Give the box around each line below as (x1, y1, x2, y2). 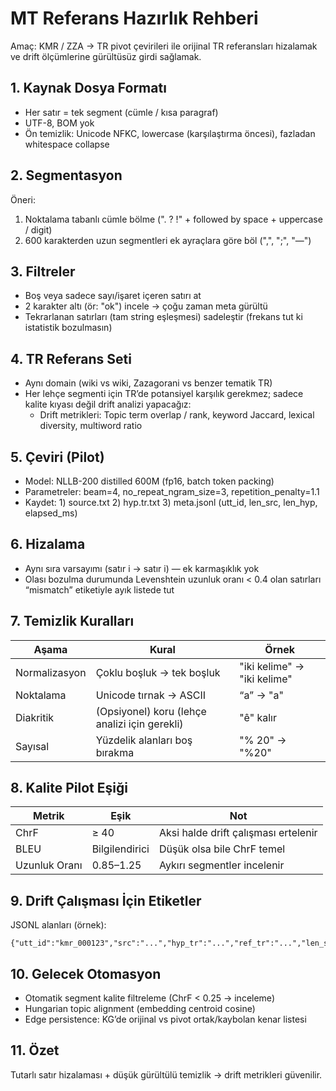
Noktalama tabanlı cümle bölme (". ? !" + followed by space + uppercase (24, 213, 323, 225)
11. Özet (10, 1042, 60, 1059)
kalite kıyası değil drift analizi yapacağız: (24, 398, 192, 411)
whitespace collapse (24, 138, 110, 150)
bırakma (95, 745, 135, 759)
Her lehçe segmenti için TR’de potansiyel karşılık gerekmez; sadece (24, 388, 304, 400)
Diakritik (15, 710, 55, 724)
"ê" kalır (239, 710, 277, 724)
